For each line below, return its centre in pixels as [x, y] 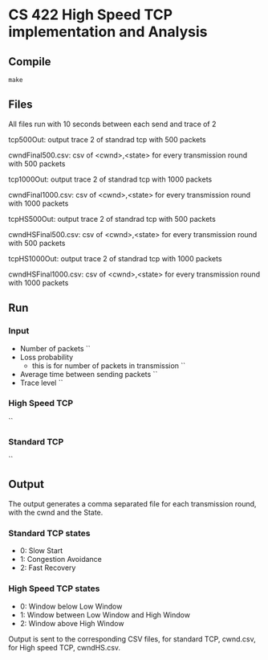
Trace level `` [41, 383]
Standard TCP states [49, 533]
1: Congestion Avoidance [61, 560]
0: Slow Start [41, 551]
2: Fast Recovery [48, 568]
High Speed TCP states [54, 588]
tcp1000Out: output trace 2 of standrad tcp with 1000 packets [110, 179]
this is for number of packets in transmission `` [109, 365]
